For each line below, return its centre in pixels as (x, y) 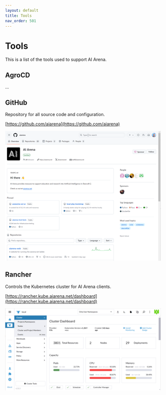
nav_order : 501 (21, 21)
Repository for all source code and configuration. (55, 114)
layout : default (22, 10)
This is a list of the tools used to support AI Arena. (56, 60)
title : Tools (19, 16)
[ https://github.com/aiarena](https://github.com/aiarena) (62, 124)
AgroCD (18, 75)
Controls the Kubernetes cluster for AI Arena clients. (58, 286)
